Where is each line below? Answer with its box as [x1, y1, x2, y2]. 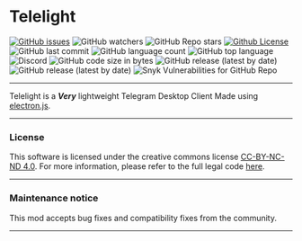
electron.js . [9, 100, 51, 111]
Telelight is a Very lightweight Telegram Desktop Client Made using [9, 90, 259, 101]
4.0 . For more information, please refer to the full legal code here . [22, 161, 265, 172]
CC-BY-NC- [240, 151, 285, 163]
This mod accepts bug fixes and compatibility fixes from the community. [9, 212, 277, 223]
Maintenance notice [9, 192, 99, 204]
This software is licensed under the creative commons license [9, 151, 239, 163]
